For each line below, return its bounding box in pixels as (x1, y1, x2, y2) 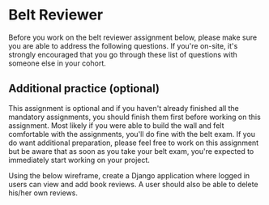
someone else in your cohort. (8, 58, 107, 68)
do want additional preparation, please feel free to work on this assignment (8, 138, 259, 147)
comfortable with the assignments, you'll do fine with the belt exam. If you (8, 129, 256, 139)
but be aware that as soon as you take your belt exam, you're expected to (8, 146, 254, 156)
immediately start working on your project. (8, 155, 150, 164)
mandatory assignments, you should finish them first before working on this (8, 112, 261, 122)
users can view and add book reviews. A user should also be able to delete (8, 179, 258, 189)
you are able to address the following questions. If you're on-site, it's (8, 41, 238, 50)
